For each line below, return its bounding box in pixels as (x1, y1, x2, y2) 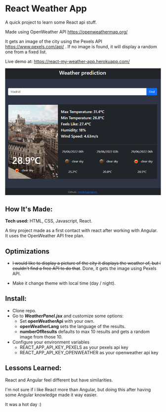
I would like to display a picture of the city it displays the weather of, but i (12, 260, 161, 266)
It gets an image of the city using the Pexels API (5, 38, 102, 44)
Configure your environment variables (12, 339, 90, 345)
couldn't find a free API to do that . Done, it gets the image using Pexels (12, 265, 157, 271)
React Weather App (5, 3, 87, 14)
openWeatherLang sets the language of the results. (19, 323, 126, 329)
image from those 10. (19, 334, 63, 339)
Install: (5, 295, 27, 303)
